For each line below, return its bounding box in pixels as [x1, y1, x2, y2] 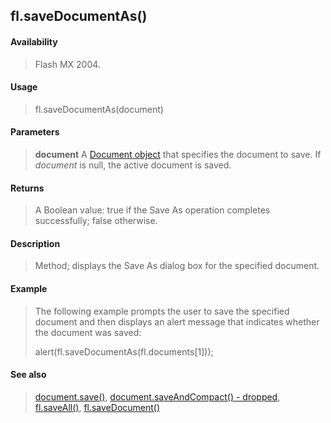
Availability [10, 35, 58, 48]
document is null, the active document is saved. [34, 159, 232, 171]
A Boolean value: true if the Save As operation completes [34, 204, 271, 216]
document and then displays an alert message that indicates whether [34, 315, 320, 328]
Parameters [10, 126, 60, 138]
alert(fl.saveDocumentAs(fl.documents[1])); [34, 345, 214, 358]
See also [10, 369, 47, 381]
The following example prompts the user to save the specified [34, 305, 290, 317]
